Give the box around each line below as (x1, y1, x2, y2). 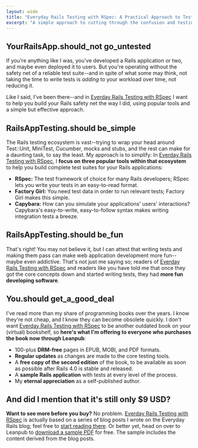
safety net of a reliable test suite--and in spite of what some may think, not (6, 70, 187, 77)
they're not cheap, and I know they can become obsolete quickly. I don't (6, 316, 181, 323)
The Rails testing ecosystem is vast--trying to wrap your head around (6, 139, 175, 146)
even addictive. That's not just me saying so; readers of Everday (24, 258, 180, 265)
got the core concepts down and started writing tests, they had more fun (6, 271, 184, 278)
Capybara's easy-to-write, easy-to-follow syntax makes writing (14, 207, 169, 213)
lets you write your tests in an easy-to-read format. (14, 182, 138, 189)
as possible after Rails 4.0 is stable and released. (14, 365, 134, 372)
